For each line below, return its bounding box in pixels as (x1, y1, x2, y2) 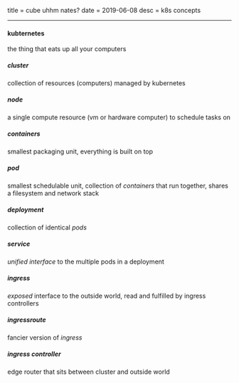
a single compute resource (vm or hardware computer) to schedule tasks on (7, 113, 231, 122)
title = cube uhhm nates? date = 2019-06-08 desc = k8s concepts (7, 6, 201, 14)
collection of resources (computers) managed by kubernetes (7, 79, 186, 87)
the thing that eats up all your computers (7, 45, 127, 53)
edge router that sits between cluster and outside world (7, 367, 171, 376)
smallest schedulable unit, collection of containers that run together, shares (7, 181, 229, 190)
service (7, 239, 31, 248)
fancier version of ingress (7, 333, 83, 342)
